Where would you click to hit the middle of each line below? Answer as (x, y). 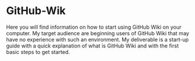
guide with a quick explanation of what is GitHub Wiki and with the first (92, 46)
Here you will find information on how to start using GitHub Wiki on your (94, 27)
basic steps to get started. (38, 52)
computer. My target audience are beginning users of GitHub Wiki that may (98, 33)
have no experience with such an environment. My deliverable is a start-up (97, 39)
